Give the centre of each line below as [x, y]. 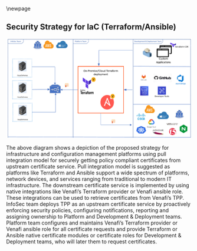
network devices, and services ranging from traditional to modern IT [89, 179]
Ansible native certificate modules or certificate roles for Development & [94, 235]
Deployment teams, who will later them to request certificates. [82, 242]
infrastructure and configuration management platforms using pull [86, 154]
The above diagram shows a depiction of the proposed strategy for [88, 147]
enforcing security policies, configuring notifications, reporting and [88, 210]
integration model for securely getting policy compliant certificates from [93, 160]
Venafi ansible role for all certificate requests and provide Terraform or [92, 229]
